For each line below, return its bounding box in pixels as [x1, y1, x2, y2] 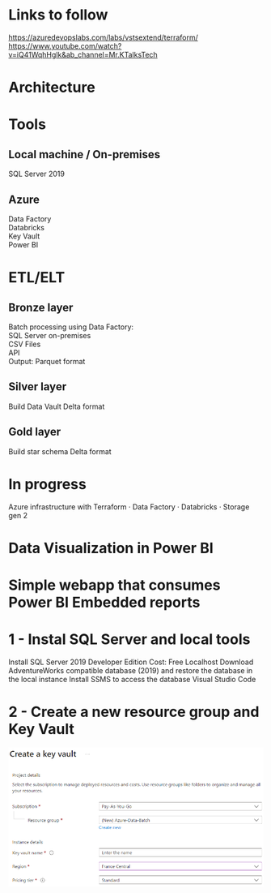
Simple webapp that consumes [8, 576, 221, 594]
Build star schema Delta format [8, 446, 112, 456]
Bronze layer [8, 300, 74, 314]
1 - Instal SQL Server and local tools [8, 630, 251, 649]
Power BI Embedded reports [8, 593, 201, 612]
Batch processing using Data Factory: [8, 322, 134, 332]
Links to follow [8, 6, 108, 24]
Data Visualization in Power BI [8, 539, 214, 557]
